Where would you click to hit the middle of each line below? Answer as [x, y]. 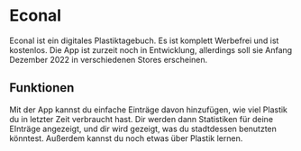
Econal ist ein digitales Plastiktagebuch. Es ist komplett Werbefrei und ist [144, 40]
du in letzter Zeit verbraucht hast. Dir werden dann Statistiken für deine [141, 119]
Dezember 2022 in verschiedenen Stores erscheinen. [109, 59]
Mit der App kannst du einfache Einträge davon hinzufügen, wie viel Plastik [149, 110]
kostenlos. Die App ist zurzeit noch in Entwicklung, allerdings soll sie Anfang [151, 49]
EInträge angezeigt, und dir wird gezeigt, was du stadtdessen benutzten [143, 129]
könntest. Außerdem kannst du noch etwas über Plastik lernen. [126, 138]
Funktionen [42, 88]
